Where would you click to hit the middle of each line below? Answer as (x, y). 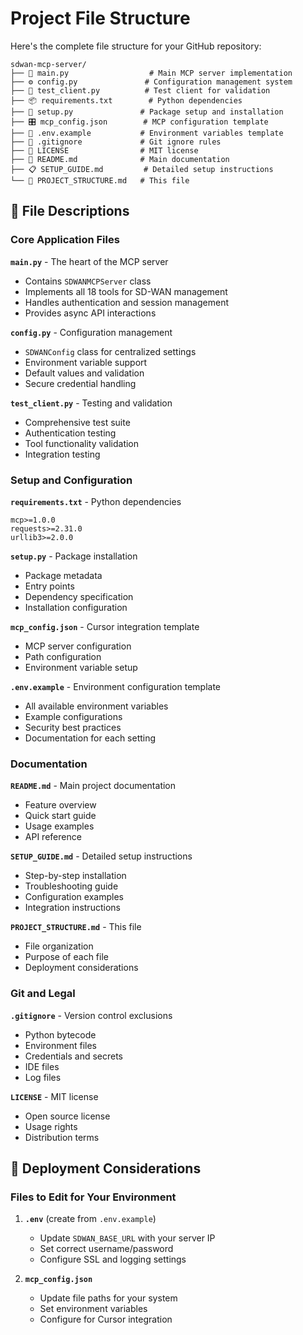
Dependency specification (79, 596)
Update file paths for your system (108, 1298)
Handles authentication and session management (127, 302)
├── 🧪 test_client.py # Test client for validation (140, 90)
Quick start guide (60, 816)
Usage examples (59, 826)
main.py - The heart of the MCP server (89, 261)
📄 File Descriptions (70, 211)
